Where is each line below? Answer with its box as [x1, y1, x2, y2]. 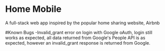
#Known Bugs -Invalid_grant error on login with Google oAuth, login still [5, 29, 152, 35]
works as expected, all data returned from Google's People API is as [5, 35, 145, 41]
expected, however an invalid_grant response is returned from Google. [5, 40, 151, 46]
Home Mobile [5, 3, 61, 15]
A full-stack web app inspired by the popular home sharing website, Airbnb [5, 20, 160, 26]
